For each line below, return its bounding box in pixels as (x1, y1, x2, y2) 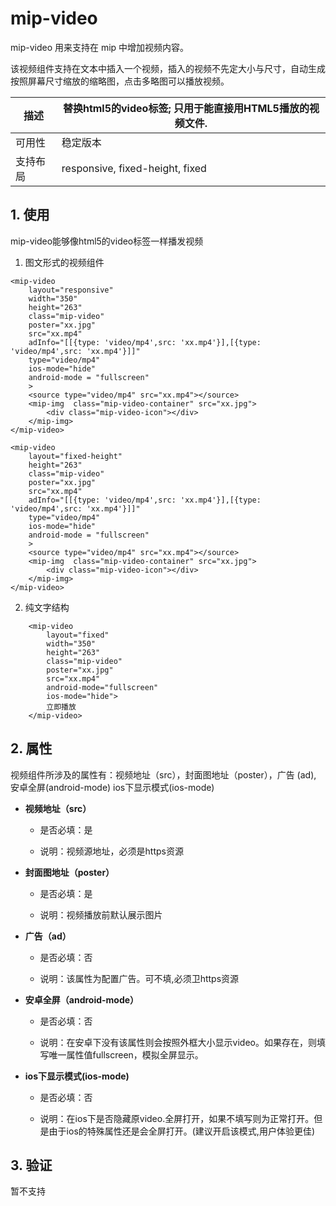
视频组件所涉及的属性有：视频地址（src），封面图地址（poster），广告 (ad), (10, 768, 317, 781)
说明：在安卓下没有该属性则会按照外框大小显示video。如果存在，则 (39, 1036, 317, 1048)
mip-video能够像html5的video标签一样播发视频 (10, 235, 204, 247)
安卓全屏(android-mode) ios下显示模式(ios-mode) (10, 781, 215, 793)
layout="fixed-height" (28, 451, 123, 461)
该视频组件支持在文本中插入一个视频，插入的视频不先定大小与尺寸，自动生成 (10, 62, 326, 74)
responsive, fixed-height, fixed (61, 161, 207, 175)
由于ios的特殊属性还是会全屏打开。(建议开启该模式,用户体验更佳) (48, 1125, 316, 1137)
